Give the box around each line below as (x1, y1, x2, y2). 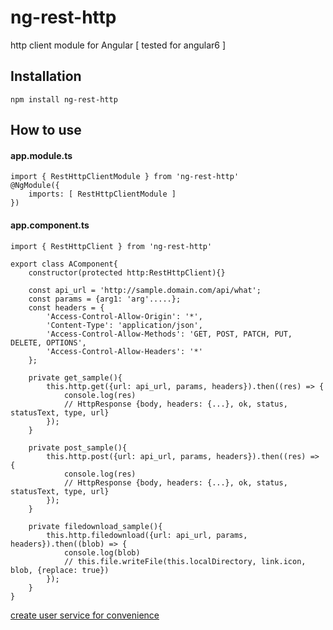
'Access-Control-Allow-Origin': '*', (46, 311, 203, 321)
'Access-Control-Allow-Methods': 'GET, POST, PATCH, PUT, (46, 329, 293, 339)
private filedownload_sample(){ (28, 521, 163, 531)
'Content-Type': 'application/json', (46, 320, 203, 330)
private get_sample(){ (28, 372, 123, 383)
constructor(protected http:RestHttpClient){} (28, 267, 226, 278)
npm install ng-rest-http (10, 94, 118, 105)
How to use (10, 122, 82, 139)
